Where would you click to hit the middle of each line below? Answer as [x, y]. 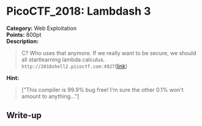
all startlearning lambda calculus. [63, 59]
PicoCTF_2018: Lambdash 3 [79, 11]
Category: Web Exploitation [41, 28]
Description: [22, 41]
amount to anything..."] [50, 96]
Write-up [24, 115]
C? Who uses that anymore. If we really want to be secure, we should [109, 53]
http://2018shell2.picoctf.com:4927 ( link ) [74, 66]
